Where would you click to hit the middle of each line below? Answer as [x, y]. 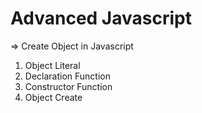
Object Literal [52, 65]
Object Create [53, 97]
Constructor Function [68, 86]
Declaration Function [67, 76]
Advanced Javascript [101, 18]
